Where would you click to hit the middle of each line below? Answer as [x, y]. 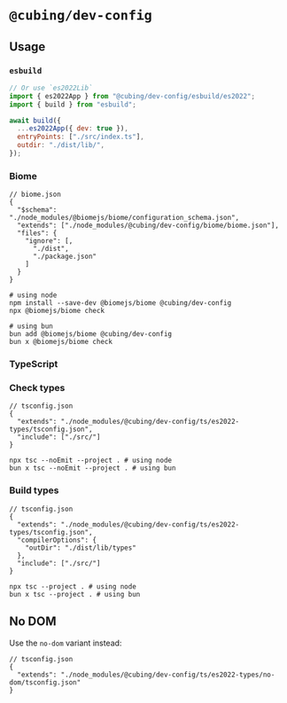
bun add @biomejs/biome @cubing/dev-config [91, 334]
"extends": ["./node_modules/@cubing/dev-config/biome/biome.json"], [148, 226]
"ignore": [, [49, 241]
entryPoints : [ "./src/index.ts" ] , [81, 137]
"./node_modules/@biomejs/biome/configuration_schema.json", [124, 218]
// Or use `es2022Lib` [51, 88]
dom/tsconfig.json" [45, 682]
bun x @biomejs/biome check [61, 342]
